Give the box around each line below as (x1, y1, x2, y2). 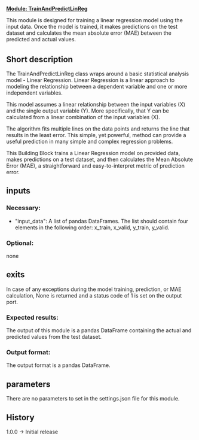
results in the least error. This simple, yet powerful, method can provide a (6, 132, 186, 139)
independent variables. (6, 89, 63, 96)
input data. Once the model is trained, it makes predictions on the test (6, 23, 178, 30)
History (6, 412, 35, 423)
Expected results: (6, 313, 59, 321)
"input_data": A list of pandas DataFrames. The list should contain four (14, 217, 188, 224)
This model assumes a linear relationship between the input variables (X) (6, 101, 186, 108)
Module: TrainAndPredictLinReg (6, 5, 88, 12)
